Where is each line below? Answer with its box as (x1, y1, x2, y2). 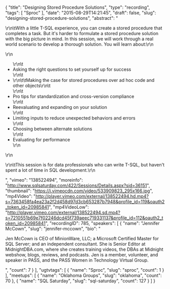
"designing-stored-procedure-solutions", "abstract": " (5, 15, 118, 21)
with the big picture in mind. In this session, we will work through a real (5, 36, 154, 42)
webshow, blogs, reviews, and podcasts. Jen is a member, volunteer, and (5, 252, 158, 257)
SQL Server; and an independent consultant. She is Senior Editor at (5, 241, 146, 247)
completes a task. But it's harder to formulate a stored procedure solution (5, 31, 159, 36)
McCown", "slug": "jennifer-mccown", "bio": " (5, 226, 101, 232)
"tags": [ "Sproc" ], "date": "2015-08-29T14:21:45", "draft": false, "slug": (5, 10, 156, 16)
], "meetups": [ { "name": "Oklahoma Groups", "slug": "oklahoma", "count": (5, 272, 162, 278)
